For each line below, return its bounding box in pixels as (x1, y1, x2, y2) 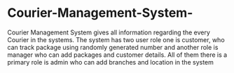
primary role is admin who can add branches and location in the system (7, 58, 214, 66)
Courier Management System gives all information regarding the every (7, 28, 210, 36)
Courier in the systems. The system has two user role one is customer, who (7, 35, 226, 44)
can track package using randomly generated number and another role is (7, 43, 219, 51)
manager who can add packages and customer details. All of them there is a (7, 51, 228, 59)
